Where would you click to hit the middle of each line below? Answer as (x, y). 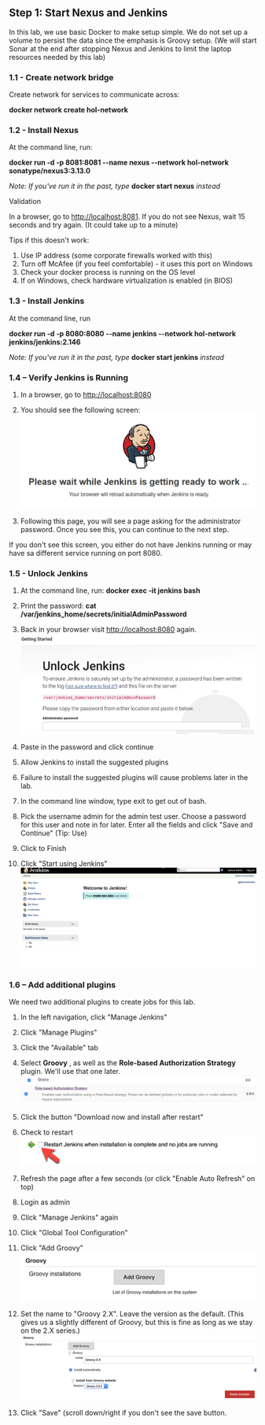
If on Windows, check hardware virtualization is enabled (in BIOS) (127, 281)
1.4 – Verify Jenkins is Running (69, 377)
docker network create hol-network (69, 110)
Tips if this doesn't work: (49, 240)
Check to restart (47, 1132)
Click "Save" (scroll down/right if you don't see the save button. (123, 1412)
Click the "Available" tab (59, 1048)
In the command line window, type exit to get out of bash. (113, 801)
